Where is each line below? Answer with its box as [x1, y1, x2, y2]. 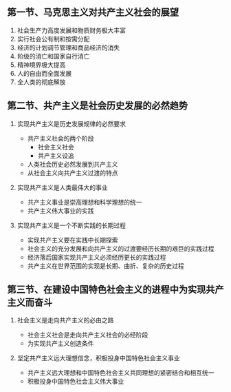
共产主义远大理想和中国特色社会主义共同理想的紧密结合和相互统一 [27, 369, 214, 377]
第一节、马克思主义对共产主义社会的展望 [7, 6, 179, 19]
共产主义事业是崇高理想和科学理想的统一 [27, 198, 142, 206]
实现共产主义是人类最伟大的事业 [16, 183, 108, 192]
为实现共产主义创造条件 [27, 340, 94, 348]
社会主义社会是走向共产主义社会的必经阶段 [27, 331, 148, 339]
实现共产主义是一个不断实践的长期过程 [16, 221, 126, 229]
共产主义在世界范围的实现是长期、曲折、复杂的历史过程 [27, 261, 184, 270]
